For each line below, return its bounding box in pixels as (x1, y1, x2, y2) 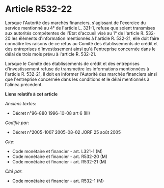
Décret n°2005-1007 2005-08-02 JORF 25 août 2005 (12, 129, 121, 135)
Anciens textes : (5, 100, 37, 106)
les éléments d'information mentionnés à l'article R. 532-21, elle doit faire (11, 35, 160, 41)
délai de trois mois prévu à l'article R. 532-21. (5, 51, 97, 57)
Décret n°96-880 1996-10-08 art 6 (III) (12, 110, 90, 116)
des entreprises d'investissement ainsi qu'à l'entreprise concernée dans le (5, 46, 156, 52)
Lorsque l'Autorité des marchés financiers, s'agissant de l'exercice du (5, 20, 146, 26)
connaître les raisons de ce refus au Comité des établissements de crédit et (5, 40, 158, 46)
